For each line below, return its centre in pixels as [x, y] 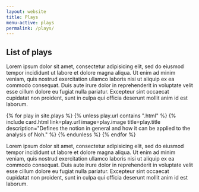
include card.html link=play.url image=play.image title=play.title [83, 122]
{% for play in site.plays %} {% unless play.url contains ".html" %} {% [91, 116]
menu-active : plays [30, 23]
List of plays [29, 52]
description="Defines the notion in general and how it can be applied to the [98, 129]
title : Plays [22, 17]
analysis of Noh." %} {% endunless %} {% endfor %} [71, 135]
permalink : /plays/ [30, 28]
